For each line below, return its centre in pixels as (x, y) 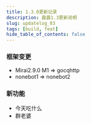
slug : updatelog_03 (31, 23)
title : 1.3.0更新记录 (32, 12)
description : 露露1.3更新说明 (42, 18)
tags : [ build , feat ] (32, 29)
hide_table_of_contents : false (46, 35)
